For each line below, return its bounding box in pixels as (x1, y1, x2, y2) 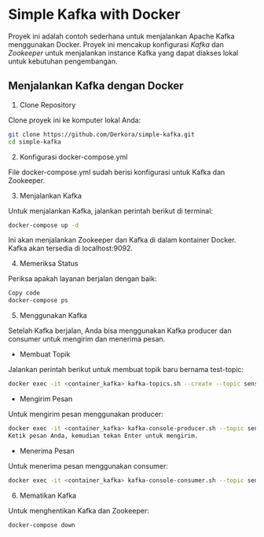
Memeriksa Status (19, 259, 79, 268)
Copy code (8, 289, 41, 298)
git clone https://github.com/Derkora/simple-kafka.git (8, 130, 195, 138)
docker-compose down (8, 521, 76, 529)
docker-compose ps (8, 297, 68, 305)
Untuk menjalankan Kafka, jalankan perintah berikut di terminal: (8, 206, 214, 215)
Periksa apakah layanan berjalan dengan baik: (8, 274, 157, 283)
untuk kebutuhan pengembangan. (8, 57, 118, 66)
